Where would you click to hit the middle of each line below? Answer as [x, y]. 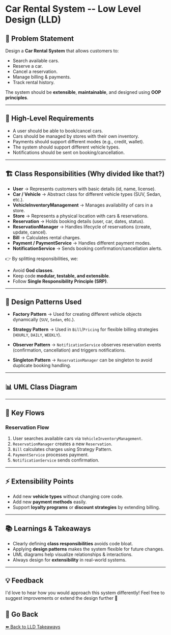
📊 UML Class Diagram [41, 387]
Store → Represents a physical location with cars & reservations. [80, 216]
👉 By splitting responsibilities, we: [42, 259]
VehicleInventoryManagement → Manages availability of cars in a [83, 205]
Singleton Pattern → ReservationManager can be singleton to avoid [82, 360]
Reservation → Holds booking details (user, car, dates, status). [79, 221]
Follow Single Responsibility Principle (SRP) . [60, 281]
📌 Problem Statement [40, 39]
